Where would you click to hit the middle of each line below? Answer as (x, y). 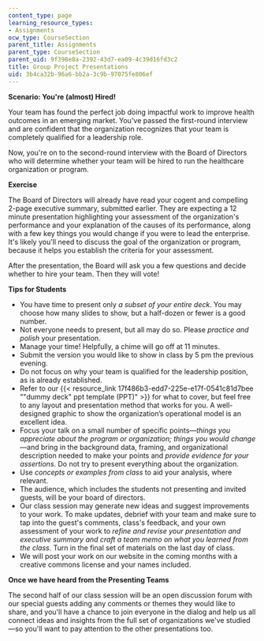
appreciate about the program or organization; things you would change (138, 438)
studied (238, 620)
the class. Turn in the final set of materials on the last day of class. (127, 547)
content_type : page (40, 15)
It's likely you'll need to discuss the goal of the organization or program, (125, 242)
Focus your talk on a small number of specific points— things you (125, 430)
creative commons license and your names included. (105, 564)
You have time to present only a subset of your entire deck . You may (130, 304)
